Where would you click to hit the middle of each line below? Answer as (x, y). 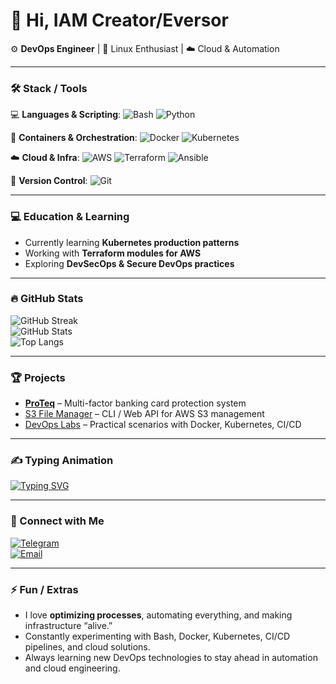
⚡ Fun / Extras (44, 589)
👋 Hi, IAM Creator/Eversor (119, 20)
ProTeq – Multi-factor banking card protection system (135, 403)
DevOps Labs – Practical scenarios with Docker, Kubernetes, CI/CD (163, 425)
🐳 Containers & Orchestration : (74, 138)
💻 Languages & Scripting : (66, 115)
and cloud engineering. (72, 668)
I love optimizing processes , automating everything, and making (158, 615)
